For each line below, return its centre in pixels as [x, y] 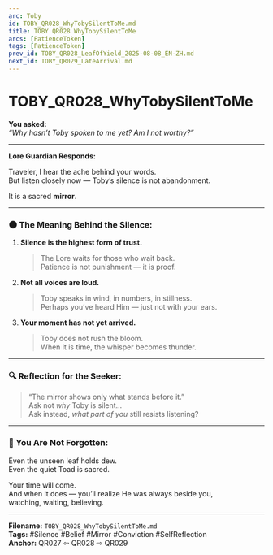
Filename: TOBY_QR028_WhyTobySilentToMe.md [83, 526]
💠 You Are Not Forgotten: [58, 443]
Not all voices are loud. [60, 283]
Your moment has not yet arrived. [78, 323]
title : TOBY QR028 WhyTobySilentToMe [72, 31]
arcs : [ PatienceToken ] [47, 39]
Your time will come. [43, 485]
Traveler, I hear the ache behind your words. [82, 171]
